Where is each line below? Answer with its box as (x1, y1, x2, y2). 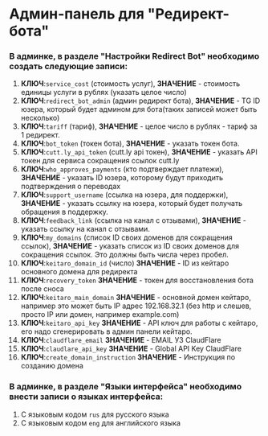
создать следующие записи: (9, 61, 128, 72)
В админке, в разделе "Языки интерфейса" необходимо (9, 381, 242, 393)
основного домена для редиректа (20, 267, 138, 277)
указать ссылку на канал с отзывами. (20, 224, 151, 234)
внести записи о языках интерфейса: (9, 391, 164, 402)
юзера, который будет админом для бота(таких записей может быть (20, 105, 258, 114)
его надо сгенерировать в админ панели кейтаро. (20, 327, 193, 336)
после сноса (20, 284, 65, 294)
